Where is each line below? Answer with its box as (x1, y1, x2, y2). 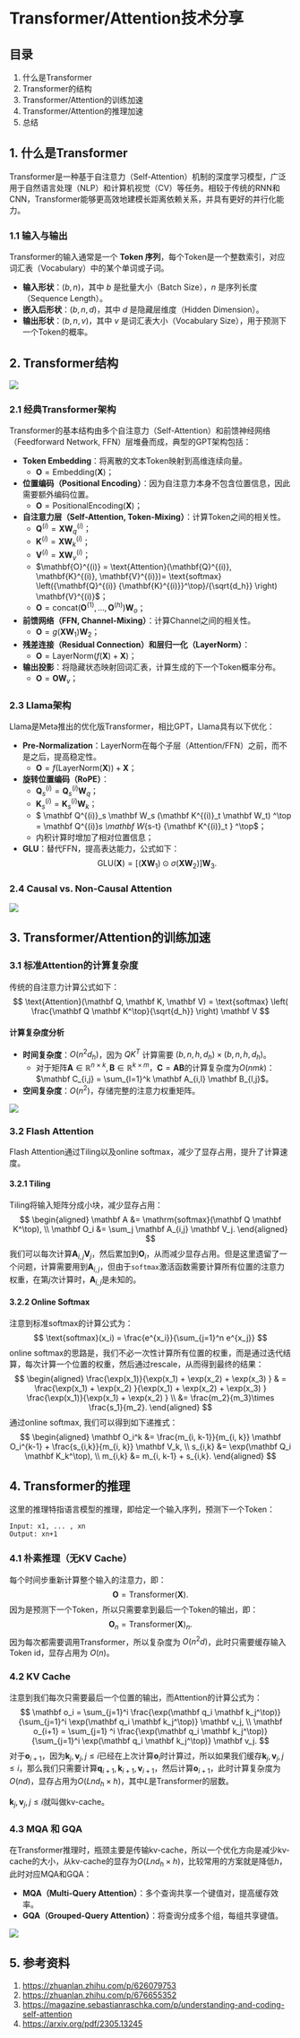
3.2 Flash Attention (9, 1124, 94, 1137)
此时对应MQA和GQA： (9, 1869, 92, 1879)
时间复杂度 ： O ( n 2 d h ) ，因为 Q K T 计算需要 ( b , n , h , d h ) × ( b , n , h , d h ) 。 (21, 1047, 271, 1062)
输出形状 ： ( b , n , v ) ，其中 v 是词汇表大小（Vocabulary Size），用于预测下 (21, 316, 287, 326)
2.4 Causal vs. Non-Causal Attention (9, 882, 173, 895)
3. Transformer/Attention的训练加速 (9, 930, 211, 946)
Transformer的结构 (21, 83, 92, 94)
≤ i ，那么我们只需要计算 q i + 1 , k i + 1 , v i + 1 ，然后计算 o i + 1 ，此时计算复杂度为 (9, 1763, 281, 1776)
